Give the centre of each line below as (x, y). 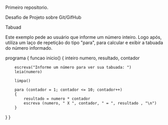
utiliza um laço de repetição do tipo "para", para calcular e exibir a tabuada (84, 43)
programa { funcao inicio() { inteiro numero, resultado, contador (72, 58)
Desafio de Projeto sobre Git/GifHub (44, 17)
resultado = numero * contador (57, 99)
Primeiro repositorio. (27, 7)
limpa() (23, 81)
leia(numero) (28, 72)
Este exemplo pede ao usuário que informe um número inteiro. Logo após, (83, 37)
